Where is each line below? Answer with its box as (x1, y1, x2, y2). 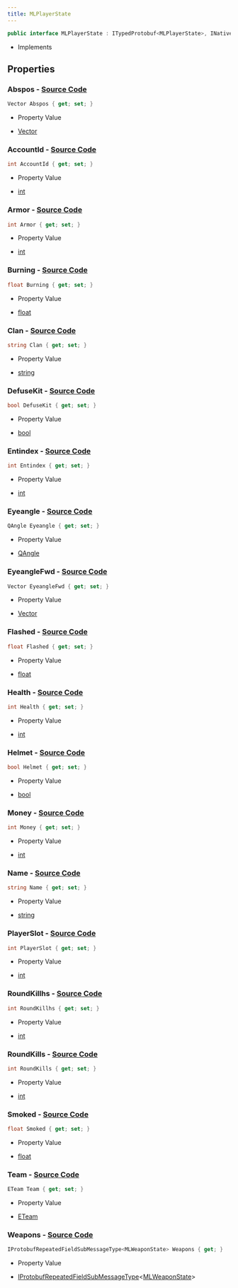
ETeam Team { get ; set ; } (7, 1186, 84, 1193)
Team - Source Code (7, 1170, 80, 1180)
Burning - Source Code (7, 265, 88, 275)
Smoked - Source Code (7, 1109, 89, 1119)
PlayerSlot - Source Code (7, 929, 96, 939)
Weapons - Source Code (7, 1230, 93, 1240)
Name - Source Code (7, 869, 81, 879)
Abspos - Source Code (7, 84, 87, 94)
